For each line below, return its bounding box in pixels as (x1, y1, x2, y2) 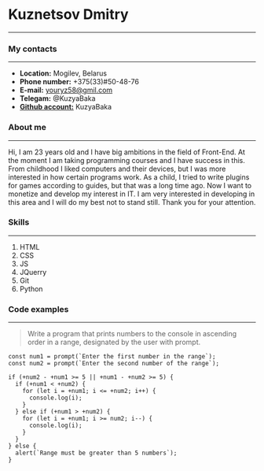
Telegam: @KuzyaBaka (19, 94, 96, 103)
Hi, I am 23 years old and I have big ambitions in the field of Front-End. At (8, 147, 246, 157)
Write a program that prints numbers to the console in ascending (27, 329, 237, 339)
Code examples (8, 303, 69, 314)
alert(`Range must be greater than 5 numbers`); (15, 449, 178, 458)
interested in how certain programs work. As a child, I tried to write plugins (8, 172, 250, 182)
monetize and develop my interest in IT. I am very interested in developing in (8, 189, 255, 198)
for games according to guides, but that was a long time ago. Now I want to (8, 180, 252, 190)
